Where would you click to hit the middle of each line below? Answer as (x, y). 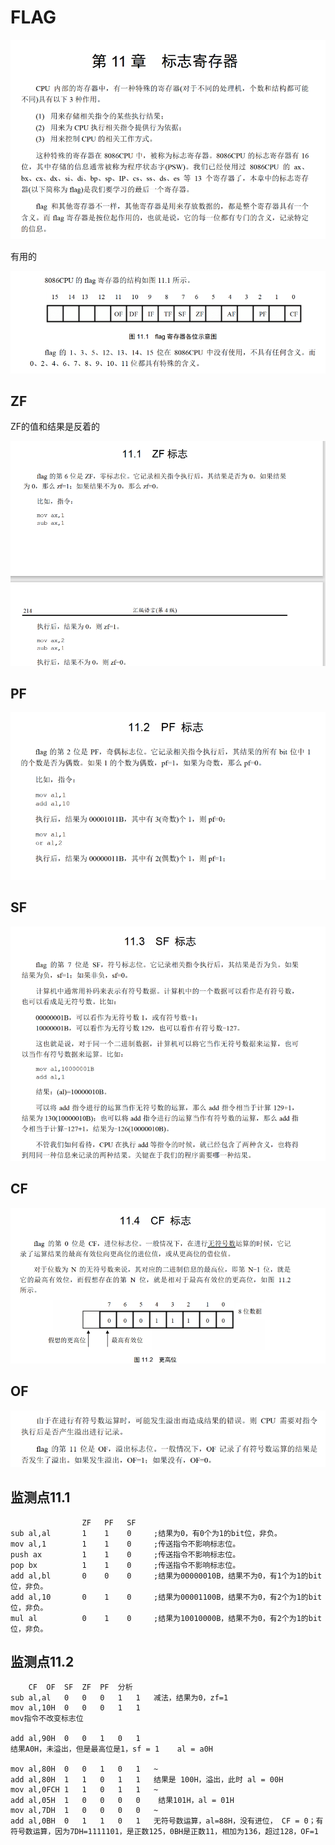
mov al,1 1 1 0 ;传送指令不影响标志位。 (125, 1544)
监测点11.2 (42, 1661)
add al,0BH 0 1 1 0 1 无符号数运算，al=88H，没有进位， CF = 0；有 (167, 1821)
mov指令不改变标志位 (47, 1719)
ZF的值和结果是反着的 (55, 427)
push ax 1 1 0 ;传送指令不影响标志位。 (125, 1554)
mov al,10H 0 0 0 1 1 (75, 1708)
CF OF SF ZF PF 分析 (80, 1687)
